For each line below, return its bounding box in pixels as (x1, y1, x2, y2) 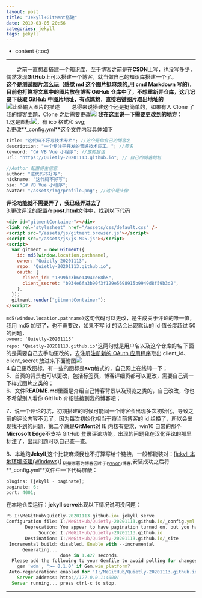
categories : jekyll (6, 25, 55, 32)
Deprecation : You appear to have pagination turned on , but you (25, 524, 189, 531)
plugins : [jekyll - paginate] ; (6, 478, 85, 484)
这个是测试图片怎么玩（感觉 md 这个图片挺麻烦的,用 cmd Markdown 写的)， (6, 81, 195, 88)
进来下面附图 (44, 357, 76, 364)
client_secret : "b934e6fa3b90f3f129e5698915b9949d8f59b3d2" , (22, 280, 179, 286)
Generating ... (22, 546, 58, 553)
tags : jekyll (6, 31, 39, 37)
